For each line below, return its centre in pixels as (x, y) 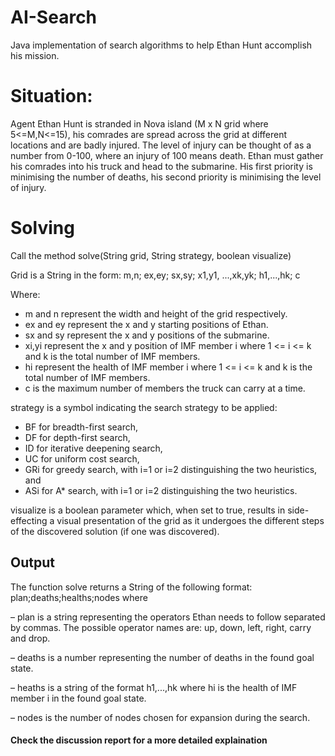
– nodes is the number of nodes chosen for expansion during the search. (160, 717)
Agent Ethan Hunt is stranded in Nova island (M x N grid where (139, 123)
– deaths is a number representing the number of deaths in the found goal (162, 657)
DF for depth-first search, (77, 437)
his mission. (35, 55)
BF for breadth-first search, (81, 427)
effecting (29, 520)
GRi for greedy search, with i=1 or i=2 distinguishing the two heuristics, (171, 469)
